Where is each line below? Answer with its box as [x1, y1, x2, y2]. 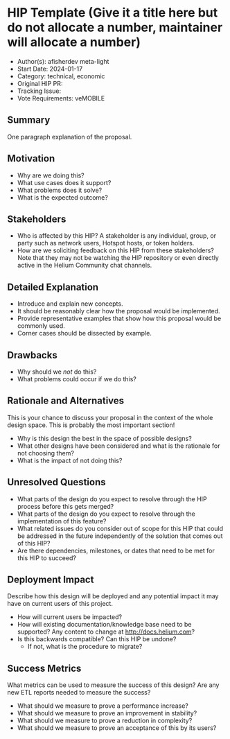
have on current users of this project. [7, 600, 113, 608]
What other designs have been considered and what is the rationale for [17, 442, 220, 450]
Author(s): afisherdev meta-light [17, 57, 109, 65]
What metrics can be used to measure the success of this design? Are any [7, 681, 220, 689]
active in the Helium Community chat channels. [17, 261, 152, 270]
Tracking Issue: [17, 87, 62, 95]
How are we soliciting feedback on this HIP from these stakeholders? [17, 246, 215, 254]
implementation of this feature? [17, 516, 107, 525]
